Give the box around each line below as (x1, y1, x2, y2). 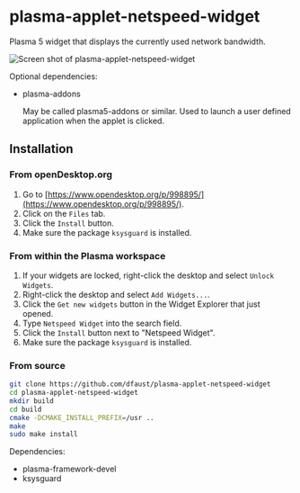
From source (9, 359, 66, 372)
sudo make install (9, 430, 78, 439)
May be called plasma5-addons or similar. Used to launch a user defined (22, 105, 292, 116)
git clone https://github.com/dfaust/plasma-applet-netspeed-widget (9, 380, 271, 389)
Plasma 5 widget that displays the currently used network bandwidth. (9, 36, 267, 47)
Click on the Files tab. (22, 208, 106, 219)
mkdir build (9, 396, 54, 406)
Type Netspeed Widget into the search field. (22, 318, 182, 328)
